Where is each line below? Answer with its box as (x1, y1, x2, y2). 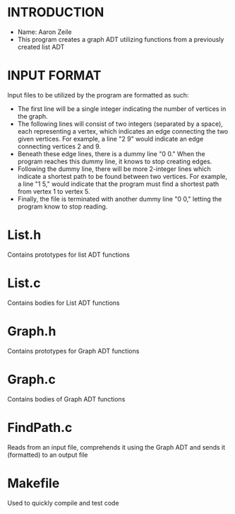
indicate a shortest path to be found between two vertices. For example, (17, 172, 228, 180)
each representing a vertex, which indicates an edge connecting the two (17, 127, 229, 135)
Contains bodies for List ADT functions (7, 298, 120, 307)
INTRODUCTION (7, 4, 104, 21)
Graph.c (7, 371, 56, 387)
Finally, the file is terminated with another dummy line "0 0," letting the (17, 194, 222, 203)
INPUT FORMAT (7, 68, 102, 83)
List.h (7, 227, 42, 243)
